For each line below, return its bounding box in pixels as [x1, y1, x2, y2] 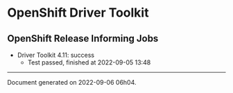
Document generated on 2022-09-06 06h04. [7, 78, 137, 86]
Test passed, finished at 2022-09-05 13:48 [27, 58, 151, 67]
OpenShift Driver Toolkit [7, 5, 149, 21]
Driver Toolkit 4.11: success [17, 51, 95, 59]
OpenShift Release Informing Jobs [7, 33, 159, 44]
